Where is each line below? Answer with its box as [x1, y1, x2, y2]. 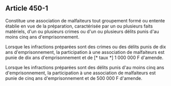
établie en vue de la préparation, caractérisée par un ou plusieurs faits [5, 23, 153, 29]
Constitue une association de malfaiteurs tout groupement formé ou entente [5, 17, 165, 23]
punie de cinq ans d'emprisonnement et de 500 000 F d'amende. [5, 75, 142, 81]
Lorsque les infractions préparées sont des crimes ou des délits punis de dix [5, 43, 166, 50]
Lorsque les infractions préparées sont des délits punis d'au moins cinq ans [5, 64, 164, 70]
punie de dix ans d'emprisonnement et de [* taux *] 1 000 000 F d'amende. [5, 54, 163, 61]
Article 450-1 [5, 4, 48, 13]
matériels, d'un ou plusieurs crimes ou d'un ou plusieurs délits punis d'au [5, 28, 159, 35]
